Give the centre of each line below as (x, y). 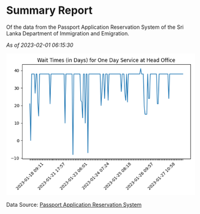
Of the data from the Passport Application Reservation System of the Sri (95, 27)
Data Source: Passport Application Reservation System (74, 204)
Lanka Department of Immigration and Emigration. (68, 33)
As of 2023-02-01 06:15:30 (40, 45)
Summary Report (49, 10)
